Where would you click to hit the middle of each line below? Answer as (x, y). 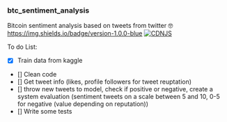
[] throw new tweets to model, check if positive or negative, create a (115, 89)
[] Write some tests (45, 112)
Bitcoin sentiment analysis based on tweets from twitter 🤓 (90, 26)
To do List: (22, 47)
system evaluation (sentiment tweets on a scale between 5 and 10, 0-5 (119, 97)
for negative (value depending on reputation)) (83, 104)
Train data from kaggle (50, 61)
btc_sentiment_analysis (48, 10)
